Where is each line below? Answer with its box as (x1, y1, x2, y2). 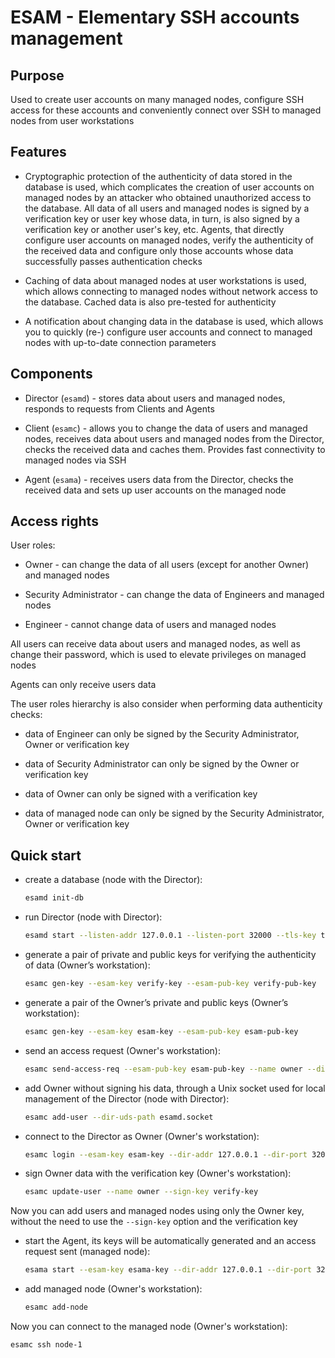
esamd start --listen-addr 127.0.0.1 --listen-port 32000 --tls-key (24, 931, 317, 941)
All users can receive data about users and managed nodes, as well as (10, 638, 301, 650)
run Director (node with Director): (24, 911, 163, 923)
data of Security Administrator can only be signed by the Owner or (24, 758, 300, 770)
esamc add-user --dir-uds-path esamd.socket (24, 1112, 214, 1122)
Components (10, 366, 93, 383)
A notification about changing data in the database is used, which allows (24, 315, 324, 327)
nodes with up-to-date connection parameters (24, 336, 217, 348)
